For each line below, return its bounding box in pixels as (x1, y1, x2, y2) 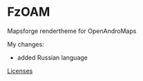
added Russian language (17, 53, 88, 62)
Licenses (7, 67, 33, 75)
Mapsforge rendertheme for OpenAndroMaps (7, 27, 137, 35)
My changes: (7, 40, 45, 48)
